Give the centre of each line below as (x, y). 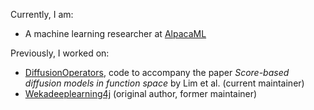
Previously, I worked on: (60, 53)
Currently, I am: (42, 14)
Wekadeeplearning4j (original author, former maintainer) (141, 93)
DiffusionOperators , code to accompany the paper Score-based (157, 72)
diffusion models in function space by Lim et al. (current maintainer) (164, 83)
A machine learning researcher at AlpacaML (115, 33)
